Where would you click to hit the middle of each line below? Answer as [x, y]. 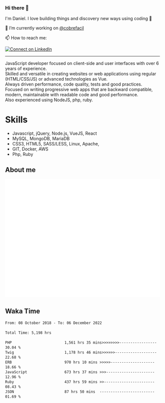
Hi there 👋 [17, 8]
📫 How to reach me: [26, 38]
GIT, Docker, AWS [30, 149]
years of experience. [26, 69]
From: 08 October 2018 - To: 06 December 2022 [54, 323]
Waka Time [23, 311]
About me [20, 170]
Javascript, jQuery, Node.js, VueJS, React [55, 133]
